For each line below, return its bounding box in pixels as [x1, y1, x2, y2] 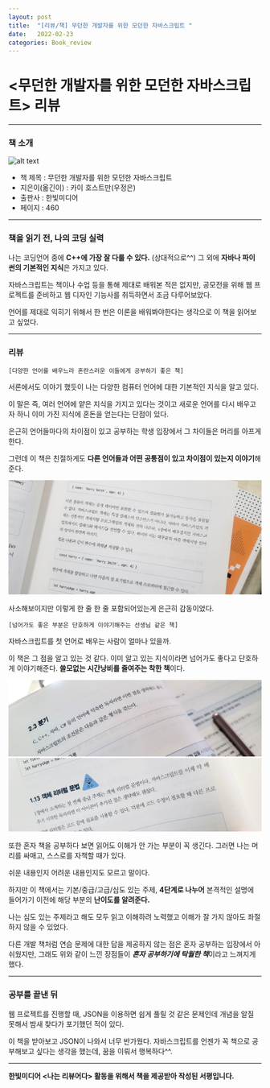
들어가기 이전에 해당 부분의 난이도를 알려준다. [8, 895, 150, 905]
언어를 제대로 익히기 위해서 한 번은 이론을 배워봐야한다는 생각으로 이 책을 [8, 307, 235, 316]
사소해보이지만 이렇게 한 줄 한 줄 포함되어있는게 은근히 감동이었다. [8, 603, 215, 613]
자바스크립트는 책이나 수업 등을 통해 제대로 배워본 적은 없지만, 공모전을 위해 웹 [8, 279, 253, 289]
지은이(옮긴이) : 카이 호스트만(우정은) [19, 183, 137, 192]
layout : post [8, 13, 52, 21]
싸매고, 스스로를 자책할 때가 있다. [22, 850, 126, 861]
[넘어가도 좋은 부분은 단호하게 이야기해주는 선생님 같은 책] [8, 621, 178, 629]
